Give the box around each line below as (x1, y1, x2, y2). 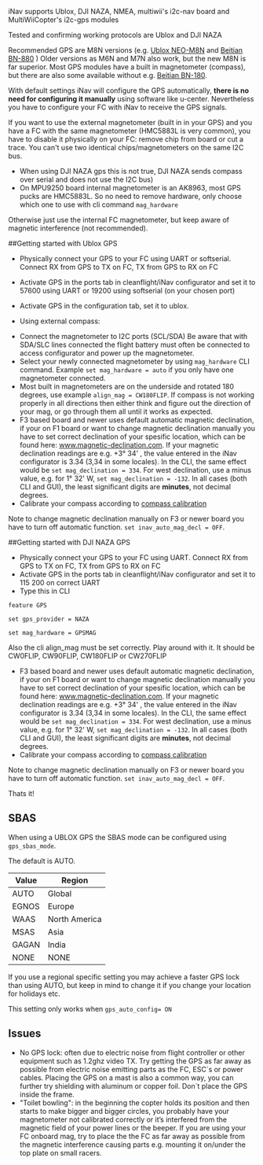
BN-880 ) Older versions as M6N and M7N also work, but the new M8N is (8, 54, 247, 63)
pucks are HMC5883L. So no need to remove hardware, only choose (19, 192, 242, 201)
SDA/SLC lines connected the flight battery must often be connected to (19, 340, 250, 349)
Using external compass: (19, 316, 100, 326)
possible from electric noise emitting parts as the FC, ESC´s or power (19, 1064, 243, 1074)
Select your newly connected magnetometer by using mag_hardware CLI (19, 357, 250, 366)
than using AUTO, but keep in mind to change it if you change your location (8, 980, 251, 990)
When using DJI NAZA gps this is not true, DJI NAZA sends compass (19, 167, 243, 175)
